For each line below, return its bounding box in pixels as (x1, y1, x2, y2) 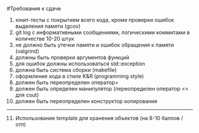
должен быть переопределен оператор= (15, 79, 119, 86)
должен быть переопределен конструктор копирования (15, 98, 158, 105)
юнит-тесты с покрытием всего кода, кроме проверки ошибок (15, 16, 174, 23)
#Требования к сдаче (6, 5, 61, 12)
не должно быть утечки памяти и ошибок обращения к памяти (15, 41, 174, 48)
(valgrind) (15, 48, 40, 55)
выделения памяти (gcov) (15, 23, 81, 29)
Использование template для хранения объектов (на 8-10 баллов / (15, 115, 184, 121)
